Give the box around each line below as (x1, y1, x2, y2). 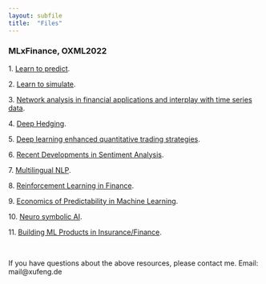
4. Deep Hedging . (8, 118, 66, 128)
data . (8, 103, 26, 113)
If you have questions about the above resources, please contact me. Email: (8, 258, 259, 268)
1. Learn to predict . (8, 63, 71, 73)
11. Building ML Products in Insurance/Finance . (8, 227, 163, 237)
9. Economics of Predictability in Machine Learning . (8, 196, 179, 206)
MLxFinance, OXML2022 (8, 46, 107, 57)
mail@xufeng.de (8, 266, 62, 276)
